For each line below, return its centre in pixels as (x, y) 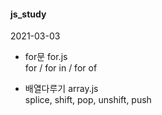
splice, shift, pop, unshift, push (88, 100)
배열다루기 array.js (61, 89)
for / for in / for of (61, 68)
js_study (28, 14)
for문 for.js (46, 57)
